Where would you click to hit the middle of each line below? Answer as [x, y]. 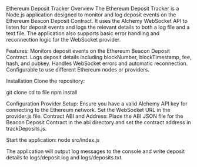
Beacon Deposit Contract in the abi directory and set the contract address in [98, 122]
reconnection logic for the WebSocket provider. [64, 40]
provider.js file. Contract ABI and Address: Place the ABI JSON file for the [95, 116]
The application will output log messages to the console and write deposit [96, 151]
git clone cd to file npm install [42, 92]
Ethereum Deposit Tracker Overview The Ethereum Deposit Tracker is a [93, 8]
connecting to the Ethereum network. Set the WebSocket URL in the [88, 110]
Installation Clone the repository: [46, 81]
